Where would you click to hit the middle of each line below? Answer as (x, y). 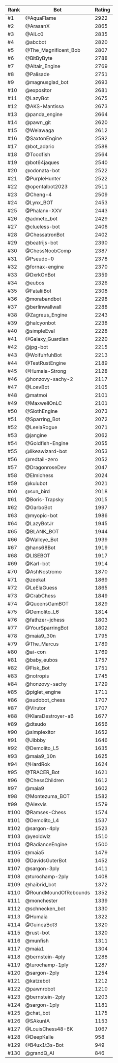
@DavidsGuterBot (46, 860)
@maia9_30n (41, 636)
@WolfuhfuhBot (44, 355)
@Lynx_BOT (39, 203)
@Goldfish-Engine (47, 443)
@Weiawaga (40, 130)
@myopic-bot (42, 515)
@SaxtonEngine (44, 138)
